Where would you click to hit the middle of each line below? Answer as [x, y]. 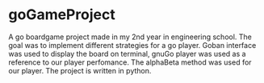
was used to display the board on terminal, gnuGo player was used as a [127, 53]
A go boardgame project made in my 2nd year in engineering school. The [130, 37]
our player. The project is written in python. [80, 70]
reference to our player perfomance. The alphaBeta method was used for [130, 62]
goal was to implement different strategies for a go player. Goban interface [132, 45]
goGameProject [62, 15]
